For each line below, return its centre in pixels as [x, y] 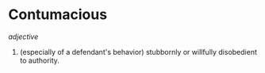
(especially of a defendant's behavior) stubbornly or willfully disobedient [138, 52]
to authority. [39, 60]
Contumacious [58, 15]
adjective [23, 36]
